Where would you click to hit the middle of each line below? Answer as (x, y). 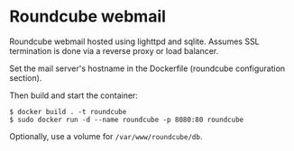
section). (26, 77)
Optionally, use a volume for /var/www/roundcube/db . (106, 136)
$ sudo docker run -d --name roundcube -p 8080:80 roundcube (127, 120)
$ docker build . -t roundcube (68, 111)
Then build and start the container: (73, 95)
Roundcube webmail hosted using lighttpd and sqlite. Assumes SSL (134, 41)
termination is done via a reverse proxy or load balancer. (114, 50)
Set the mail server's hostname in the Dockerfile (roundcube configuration (147, 68)
